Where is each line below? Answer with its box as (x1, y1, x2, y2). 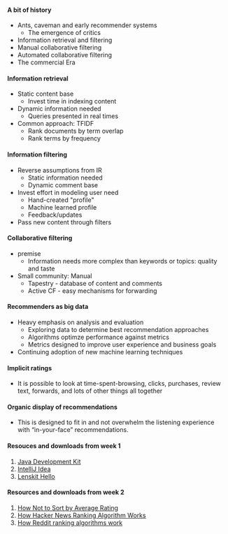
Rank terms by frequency (27, 134, 101, 143)
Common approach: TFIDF (17, 120, 94, 128)
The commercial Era (17, 58, 76, 66)
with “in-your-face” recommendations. (17, 426, 129, 434)
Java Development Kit (17, 457, 81, 466)
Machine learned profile (27, 203, 97, 211)
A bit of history (7, 6, 52, 14)
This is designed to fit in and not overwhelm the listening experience (17, 418, 215, 426)
